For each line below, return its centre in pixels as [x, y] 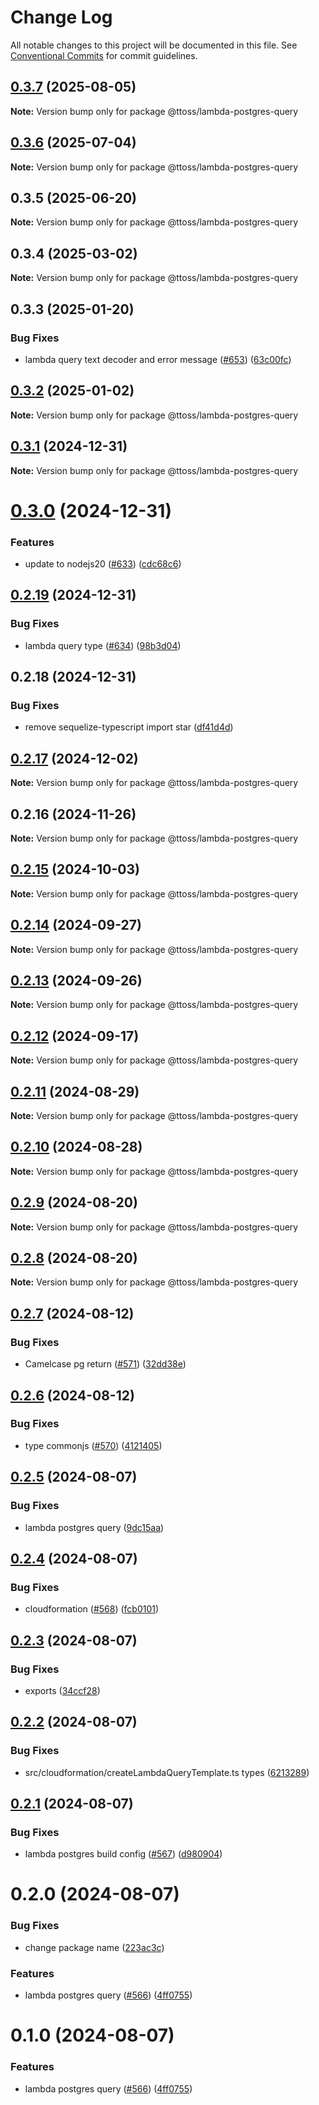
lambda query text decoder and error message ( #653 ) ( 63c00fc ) [158, 359]
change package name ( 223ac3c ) [94, 1947]
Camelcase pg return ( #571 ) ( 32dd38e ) [105, 1364]
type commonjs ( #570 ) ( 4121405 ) [93, 1445]
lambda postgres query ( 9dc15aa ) [94, 1527]
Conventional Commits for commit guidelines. [104, 55]
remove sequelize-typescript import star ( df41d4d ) [129, 727]
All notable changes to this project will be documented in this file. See [154, 45]
